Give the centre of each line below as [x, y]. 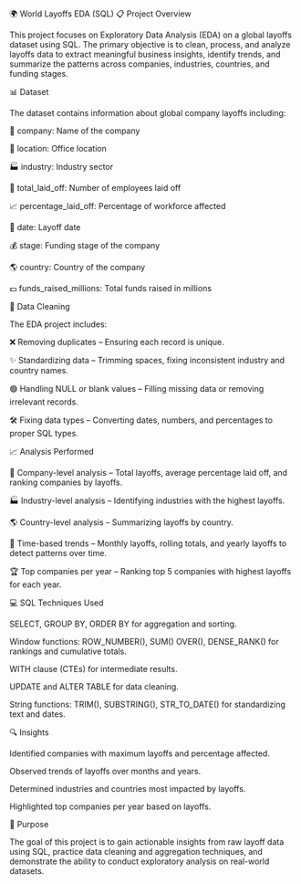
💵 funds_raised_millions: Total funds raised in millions [111, 288]
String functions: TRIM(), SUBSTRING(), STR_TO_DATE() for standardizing [147, 704]
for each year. [36, 584]
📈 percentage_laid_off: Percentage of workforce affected [118, 206]
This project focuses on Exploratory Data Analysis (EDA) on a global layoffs [150, 35]
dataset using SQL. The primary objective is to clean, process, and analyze [150, 44]
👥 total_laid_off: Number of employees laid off [95, 188]
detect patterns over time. [58, 553]
